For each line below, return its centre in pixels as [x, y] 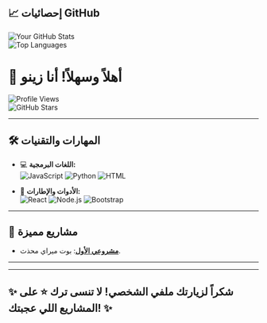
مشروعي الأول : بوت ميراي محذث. [70, 251]
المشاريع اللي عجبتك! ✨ [60, 308]
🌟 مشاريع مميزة [43, 231]
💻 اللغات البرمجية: [48, 164]
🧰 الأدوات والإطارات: [50, 191]
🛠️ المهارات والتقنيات [54, 141]
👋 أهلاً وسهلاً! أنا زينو [65, 77]
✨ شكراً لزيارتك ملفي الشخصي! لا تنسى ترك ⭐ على [121, 292]
